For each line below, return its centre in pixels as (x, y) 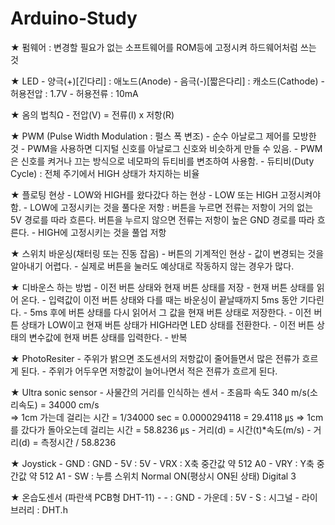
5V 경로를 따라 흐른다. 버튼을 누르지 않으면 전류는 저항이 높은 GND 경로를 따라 (162, 219)
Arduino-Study (74, 18)
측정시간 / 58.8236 (78, 442)
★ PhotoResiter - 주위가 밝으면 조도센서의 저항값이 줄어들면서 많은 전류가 (155, 358)
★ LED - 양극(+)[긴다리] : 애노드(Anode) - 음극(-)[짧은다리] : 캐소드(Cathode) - (167, 81)
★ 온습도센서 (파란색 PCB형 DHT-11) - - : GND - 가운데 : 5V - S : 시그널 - (155, 497)
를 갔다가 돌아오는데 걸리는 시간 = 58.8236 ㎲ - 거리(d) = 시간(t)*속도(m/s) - (161, 429)
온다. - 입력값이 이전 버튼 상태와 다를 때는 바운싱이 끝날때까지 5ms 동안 (159, 299)
